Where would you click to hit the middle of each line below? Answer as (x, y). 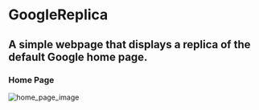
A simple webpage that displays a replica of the (129, 45)
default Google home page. (78, 57)
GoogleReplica (58, 15)
